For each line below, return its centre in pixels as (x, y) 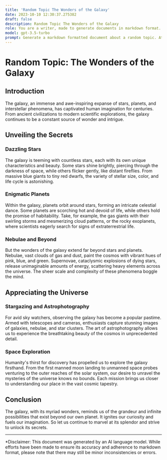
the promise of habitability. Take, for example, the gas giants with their (77, 216)
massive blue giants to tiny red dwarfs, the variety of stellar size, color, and (82, 176)
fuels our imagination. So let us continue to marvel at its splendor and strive (83, 422)
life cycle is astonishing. (30, 181)
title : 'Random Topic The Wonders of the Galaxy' (58, 10)
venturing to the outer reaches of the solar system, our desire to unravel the (83, 373)
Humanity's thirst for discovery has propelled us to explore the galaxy (77, 363)
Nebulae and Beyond (31, 239)
